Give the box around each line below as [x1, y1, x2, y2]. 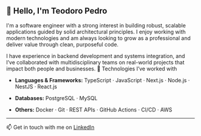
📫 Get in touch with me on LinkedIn [6, 123, 95, 131]
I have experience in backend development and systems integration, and [6, 52, 185, 60]
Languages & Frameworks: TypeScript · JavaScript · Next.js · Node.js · [14, 76, 190, 84]
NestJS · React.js [14, 83, 57, 90]
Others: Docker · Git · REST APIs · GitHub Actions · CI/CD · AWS [14, 106, 172, 113]
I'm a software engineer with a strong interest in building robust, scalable [6, 21, 186, 29]
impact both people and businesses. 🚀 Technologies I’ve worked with [6, 65, 178, 72]
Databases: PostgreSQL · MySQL [14, 94, 98, 101]
